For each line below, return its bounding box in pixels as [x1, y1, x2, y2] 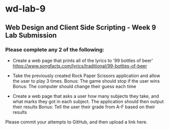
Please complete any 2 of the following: [5, 46, 105, 53]
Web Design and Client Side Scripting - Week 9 [5, 23, 156, 32]
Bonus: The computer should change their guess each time [12, 83, 137, 89]
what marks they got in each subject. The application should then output [12, 98, 164, 104]
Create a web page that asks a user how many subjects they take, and [12, 93, 159, 99]
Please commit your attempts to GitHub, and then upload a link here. [5, 119, 148, 125]
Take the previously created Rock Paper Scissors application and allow [12, 73, 160, 79]
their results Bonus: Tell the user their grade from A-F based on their [12, 104, 155, 110]
